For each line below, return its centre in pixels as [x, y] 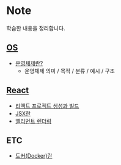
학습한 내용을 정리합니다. [36, 28]
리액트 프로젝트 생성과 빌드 [47, 106]
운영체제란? [29, 63]
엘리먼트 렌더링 [33, 121]
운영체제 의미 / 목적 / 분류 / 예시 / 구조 [69, 71]
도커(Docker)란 [34, 156]
